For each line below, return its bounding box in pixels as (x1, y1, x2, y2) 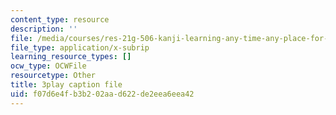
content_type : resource (10, 14, 110, 25)
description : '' (10, 24, 78, 34)
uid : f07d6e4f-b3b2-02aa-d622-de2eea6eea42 (10, 89, 195, 99)
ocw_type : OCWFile (10, 61, 87, 71)
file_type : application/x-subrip (10, 42, 150, 53)
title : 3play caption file (10, 80, 123, 90)
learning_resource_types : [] (10, 52, 132, 62)
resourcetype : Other (10, 71, 97, 81)
